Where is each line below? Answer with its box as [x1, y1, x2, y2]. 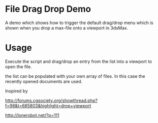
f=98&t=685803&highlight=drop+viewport [5, 102, 91, 109]
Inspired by [5, 88, 28, 94]
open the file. [5, 63, 32, 69]
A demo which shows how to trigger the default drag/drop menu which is [5, 20, 154, 26]
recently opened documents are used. [5, 78, 83, 84]
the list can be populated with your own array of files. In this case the [5, 73, 145, 79]
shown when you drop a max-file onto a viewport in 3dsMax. [5, 25, 128, 31]
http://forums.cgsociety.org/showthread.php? [5, 97, 98, 103]
